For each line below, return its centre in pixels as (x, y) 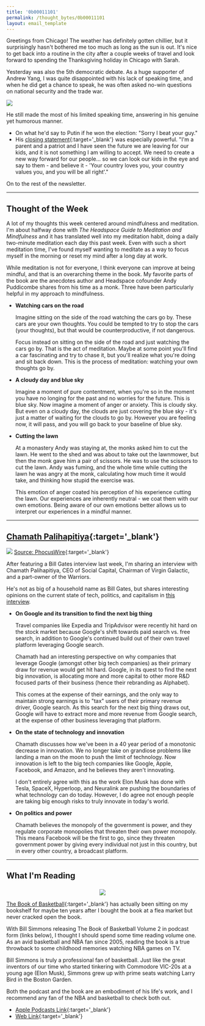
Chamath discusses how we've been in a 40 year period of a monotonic (106, 744)
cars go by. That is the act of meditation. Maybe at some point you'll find (106, 349)
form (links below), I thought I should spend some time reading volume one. (101, 935)
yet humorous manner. (34, 121)
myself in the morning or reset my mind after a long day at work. (87, 256)
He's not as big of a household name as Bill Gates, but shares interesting (98, 589)
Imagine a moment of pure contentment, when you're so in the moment (105, 392)
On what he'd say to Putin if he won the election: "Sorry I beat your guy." (106, 133)
